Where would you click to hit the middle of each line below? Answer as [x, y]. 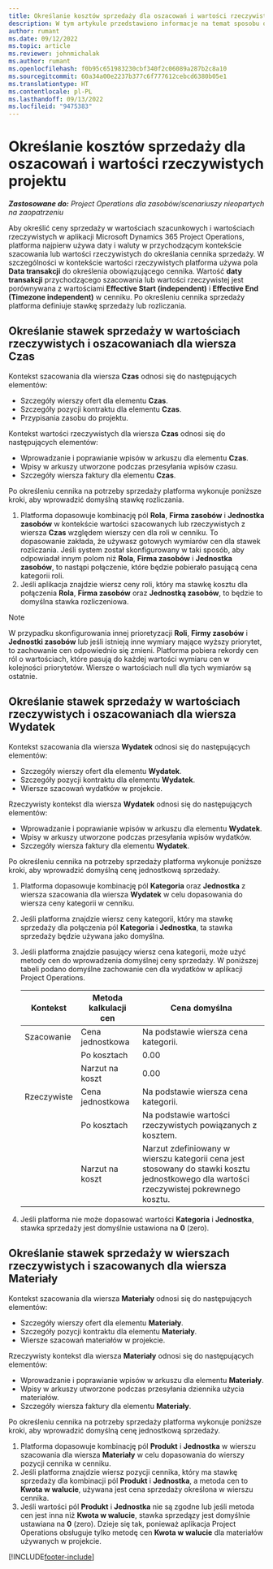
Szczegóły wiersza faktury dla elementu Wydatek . [105, 845]
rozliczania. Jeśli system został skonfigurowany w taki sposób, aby [132, 550]
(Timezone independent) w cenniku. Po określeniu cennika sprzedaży [127, 297]
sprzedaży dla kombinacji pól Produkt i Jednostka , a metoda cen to [134, 1480]
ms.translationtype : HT [49, 84]
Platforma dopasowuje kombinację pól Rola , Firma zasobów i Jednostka [142, 515]
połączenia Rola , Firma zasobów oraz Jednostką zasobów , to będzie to [141, 593]
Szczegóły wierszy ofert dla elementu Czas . [94, 400]
